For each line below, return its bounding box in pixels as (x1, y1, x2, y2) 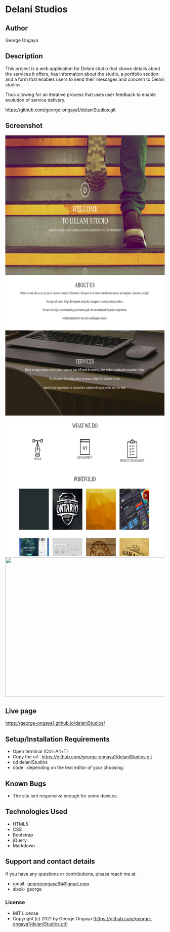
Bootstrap (12, 831, 33, 838)
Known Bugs (5, 779, 47, 788)
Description (5, 52, 43, 60)
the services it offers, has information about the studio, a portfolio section (5, 71, 158, 77)
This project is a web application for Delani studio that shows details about (5, 65, 160, 72)
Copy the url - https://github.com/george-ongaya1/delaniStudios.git (12, 754, 152, 760)
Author (5, 24, 28, 33)
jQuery (12, 837, 27, 843)
